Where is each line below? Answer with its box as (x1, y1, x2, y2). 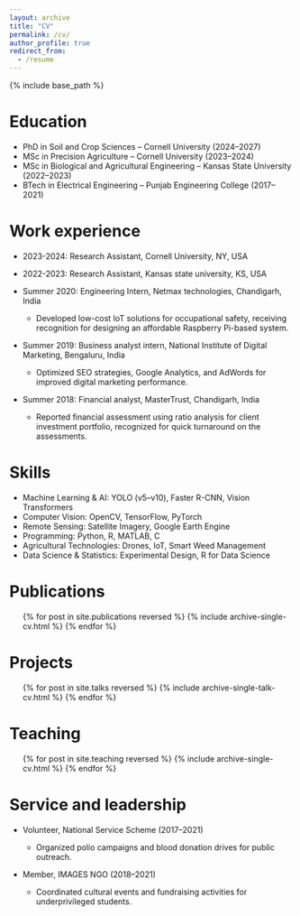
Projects (9, 652, 74, 672)
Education (9, 112, 87, 132)
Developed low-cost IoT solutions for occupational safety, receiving (35, 312, 287, 323)
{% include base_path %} (9, 80, 105, 90)
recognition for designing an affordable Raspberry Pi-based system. (35, 322, 289, 333)
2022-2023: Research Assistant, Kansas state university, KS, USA (22, 268, 268, 279)
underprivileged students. (35, 895, 132, 907)
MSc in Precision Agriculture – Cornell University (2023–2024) (22, 151, 255, 162)
